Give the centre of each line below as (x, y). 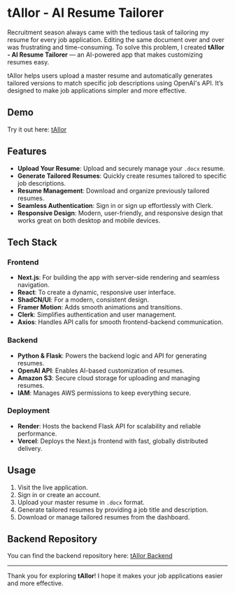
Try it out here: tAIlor (37, 129)
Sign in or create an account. (59, 494)
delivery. (30, 448)
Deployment (29, 411)
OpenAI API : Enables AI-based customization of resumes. (101, 370)
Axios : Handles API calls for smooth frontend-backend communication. (120, 322)
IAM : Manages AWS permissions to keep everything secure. (104, 393)
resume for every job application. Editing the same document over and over (116, 39)
